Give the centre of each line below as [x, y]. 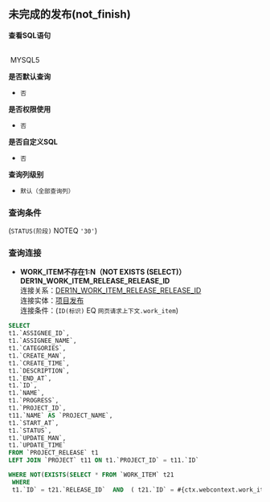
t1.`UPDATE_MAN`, [37, 438]
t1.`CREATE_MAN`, [37, 356]
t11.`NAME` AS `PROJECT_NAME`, [61, 415]
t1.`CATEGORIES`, [37, 349]
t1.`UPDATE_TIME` [37, 445]
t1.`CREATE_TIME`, [39, 363]
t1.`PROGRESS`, [34, 401]
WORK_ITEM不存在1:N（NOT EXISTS [82, 272]
